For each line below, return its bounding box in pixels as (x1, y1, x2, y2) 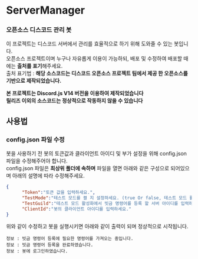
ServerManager (6, 4, 85, 17)
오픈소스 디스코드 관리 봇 (6, 26, 72, 34)
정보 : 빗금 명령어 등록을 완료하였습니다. (6, 242, 94, 248)
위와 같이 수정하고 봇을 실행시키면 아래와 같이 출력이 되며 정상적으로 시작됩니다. (6, 223, 189, 230)
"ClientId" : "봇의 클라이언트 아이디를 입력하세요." (21, 206, 131, 212)
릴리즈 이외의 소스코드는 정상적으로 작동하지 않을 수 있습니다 (6, 97, 143, 104)
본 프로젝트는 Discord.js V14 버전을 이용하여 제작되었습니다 (6, 90, 144, 97)
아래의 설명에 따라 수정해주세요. (12, 172, 85, 179)
